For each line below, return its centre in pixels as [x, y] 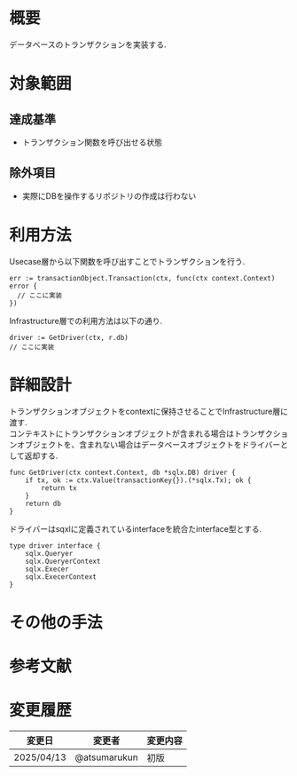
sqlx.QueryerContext [63, 561]
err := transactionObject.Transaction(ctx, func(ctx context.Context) [142, 278]
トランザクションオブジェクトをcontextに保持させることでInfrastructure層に [148, 411]
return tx [59, 488]
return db [43, 503]
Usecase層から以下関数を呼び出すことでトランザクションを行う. [127, 261]
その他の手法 [56, 622]
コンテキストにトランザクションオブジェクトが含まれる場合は [122, 433]
